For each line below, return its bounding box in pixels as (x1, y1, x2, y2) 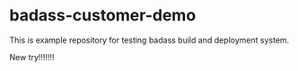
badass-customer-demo (9, 5, 197, 26)
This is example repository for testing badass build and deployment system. (9, 35, 290, 45)
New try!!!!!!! (9, 51, 55, 62)
